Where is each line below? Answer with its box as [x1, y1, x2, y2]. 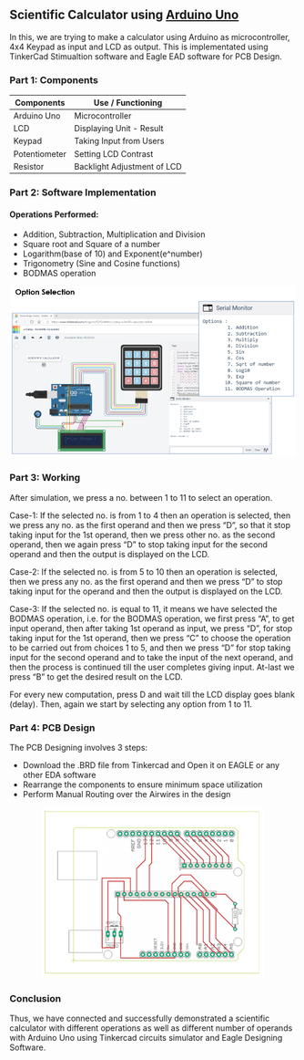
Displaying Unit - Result [74, 123, 164, 134]
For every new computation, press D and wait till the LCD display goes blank [9, 689, 296, 700]
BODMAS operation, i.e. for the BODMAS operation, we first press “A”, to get [9, 613, 295, 624]
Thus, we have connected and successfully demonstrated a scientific [9, 1013, 270, 1024]
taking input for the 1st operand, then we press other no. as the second [9, 529, 276, 540]
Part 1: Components [9, 73, 98, 86]
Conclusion [9, 992, 62, 1004]
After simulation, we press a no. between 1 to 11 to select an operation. [9, 492, 273, 503]
